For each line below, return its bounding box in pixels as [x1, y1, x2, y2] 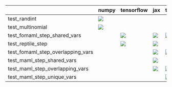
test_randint [8, 15, 37, 22]
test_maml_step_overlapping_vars [8, 65, 89, 72]
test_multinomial [8, 24, 48, 30]
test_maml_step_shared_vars [8, 57, 77, 63]
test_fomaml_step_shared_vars [8, 32, 81, 39]
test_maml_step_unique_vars [8, 74, 77, 80]
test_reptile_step [8, 40, 48, 47]
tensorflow [120, 7, 148, 13]
